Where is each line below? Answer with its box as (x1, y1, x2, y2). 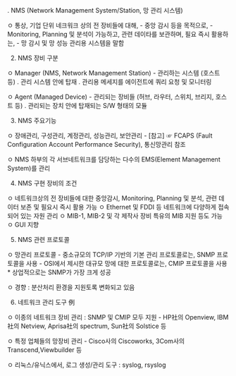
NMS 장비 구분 (17, 54, 58, 62)
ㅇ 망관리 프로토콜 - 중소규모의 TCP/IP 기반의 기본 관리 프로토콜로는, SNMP (7, 250, 216, 259)
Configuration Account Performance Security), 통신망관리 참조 (7, 140, 186, 148)
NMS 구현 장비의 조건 (17, 179, 77, 187)
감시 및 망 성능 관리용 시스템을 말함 (28, 39, 125, 47)
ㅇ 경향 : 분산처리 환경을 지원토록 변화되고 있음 (7, 283, 135, 291)
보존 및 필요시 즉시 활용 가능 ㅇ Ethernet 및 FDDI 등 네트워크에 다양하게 (20, 203, 217, 211)
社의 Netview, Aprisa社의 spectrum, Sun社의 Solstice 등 (7, 322, 167, 330)
